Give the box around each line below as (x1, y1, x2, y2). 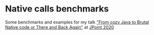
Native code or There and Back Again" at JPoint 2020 (5, 24, 114, 30)
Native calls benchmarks (5, 3, 109, 14)
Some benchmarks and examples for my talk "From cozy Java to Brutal (5, 19, 149, 25)
